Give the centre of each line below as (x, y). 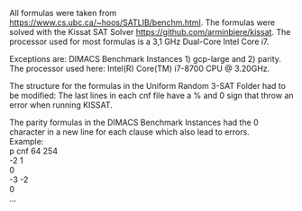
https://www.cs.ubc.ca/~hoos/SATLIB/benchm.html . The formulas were (142, 22)
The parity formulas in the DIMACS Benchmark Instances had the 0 (134, 122)
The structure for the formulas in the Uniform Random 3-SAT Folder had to (148, 86)
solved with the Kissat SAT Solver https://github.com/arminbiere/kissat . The (150, 32)
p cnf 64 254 (34, 151)
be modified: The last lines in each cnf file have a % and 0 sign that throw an (152, 95)
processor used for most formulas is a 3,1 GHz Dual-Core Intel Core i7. (139, 41)
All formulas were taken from (63, 13)
